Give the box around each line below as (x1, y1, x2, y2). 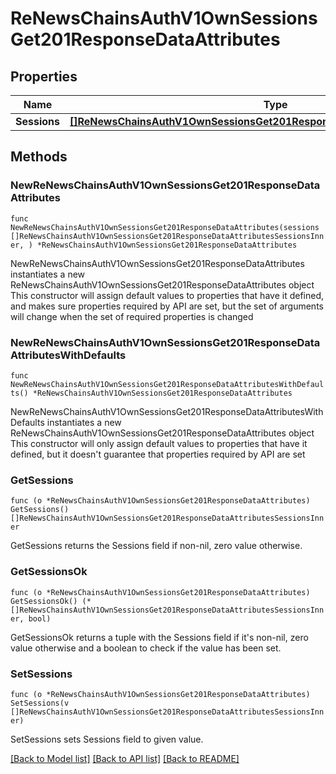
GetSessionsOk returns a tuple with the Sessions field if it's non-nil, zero (10, 631, 309, 643)
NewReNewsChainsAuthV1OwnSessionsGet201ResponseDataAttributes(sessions (10, 222, 320, 232)
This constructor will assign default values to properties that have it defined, (10, 289, 325, 301)
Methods (10, 148, 68, 166)
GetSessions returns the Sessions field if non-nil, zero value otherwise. (10, 540, 303, 552)
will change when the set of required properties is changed (10, 310, 254, 322)
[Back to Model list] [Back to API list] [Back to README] (10, 752, 240, 764)
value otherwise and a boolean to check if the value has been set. (10, 642, 282, 654)
